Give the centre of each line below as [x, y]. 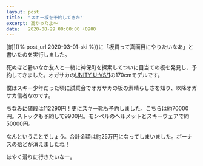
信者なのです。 [35, 95]
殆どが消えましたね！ [43, 144]
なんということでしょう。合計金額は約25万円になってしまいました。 [92, 137]
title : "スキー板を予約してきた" [45, 18]
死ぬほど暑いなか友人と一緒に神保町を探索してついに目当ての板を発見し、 [99, 67]
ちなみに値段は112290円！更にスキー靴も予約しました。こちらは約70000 [98, 109]
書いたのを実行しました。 [38, 55]
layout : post [23, 12]
